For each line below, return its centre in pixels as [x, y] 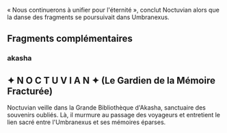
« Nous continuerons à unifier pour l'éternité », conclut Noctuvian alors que [113, 10]
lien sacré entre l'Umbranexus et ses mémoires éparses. [86, 122]
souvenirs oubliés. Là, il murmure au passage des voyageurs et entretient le [114, 115]
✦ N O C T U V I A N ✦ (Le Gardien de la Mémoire [111, 81]
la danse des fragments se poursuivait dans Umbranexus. [88, 17]
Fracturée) [30, 91]
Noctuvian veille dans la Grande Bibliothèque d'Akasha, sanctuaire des [107, 108]
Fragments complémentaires [70, 39]
